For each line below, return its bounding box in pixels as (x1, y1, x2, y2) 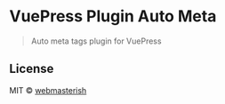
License (9, 61, 54, 76)
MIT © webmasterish (9, 84, 87, 95)
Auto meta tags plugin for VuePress (30, 36, 162, 46)
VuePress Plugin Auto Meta (9, 6, 217, 27)
